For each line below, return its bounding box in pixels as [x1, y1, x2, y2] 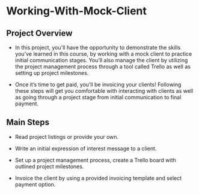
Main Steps [6, 117, 50, 128]
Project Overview [6, 28, 73, 38]
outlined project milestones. [14, 163, 84, 170]
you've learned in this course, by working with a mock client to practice [14, 50, 192, 57]
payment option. [14, 181, 56, 188]
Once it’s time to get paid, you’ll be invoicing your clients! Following [14, 81, 182, 88]
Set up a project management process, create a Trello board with [14, 156, 176, 163]
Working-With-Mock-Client [6, 4, 147, 18]
